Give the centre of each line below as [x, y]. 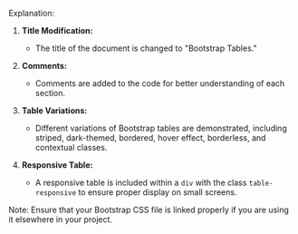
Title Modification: [57, 30]
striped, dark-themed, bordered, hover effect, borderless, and [150, 138]
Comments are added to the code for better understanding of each [160, 83]
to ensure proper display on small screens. [158, 192]
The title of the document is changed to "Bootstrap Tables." [146, 48]
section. [50, 93]
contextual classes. [71, 147]
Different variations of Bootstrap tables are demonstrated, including [161, 128]
